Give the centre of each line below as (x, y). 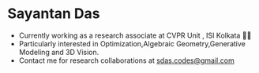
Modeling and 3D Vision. (59, 52)
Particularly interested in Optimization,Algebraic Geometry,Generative (132, 43)
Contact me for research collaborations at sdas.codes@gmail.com (126, 60)
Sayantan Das (54, 14)
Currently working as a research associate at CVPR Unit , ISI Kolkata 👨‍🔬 (135, 35)
